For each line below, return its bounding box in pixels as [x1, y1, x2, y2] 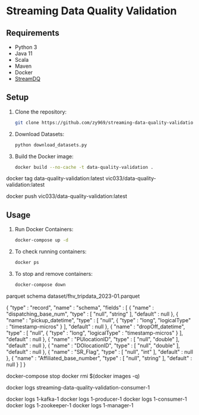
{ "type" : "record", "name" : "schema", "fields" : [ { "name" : [6, 304, 154, 311]
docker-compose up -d [14, 237, 68, 243]
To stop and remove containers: [14, 271, 93, 277]
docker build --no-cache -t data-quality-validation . [14, 164, 154, 170]
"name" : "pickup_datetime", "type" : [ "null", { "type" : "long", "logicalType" [6, 316, 191, 323]
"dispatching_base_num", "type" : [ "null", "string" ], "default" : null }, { [6, 310, 179, 317]
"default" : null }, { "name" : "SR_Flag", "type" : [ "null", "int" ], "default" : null [6, 348, 193, 355]
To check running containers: [14, 248, 87, 255]
